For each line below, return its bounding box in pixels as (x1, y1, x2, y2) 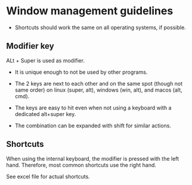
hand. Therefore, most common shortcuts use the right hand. (6, 161, 157, 168)
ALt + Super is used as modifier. (6, 57, 85, 64)
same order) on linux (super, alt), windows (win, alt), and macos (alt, (14, 86, 182, 93)
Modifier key (6, 41, 55, 51)
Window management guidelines (6, 4, 174, 18)
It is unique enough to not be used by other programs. (14, 68, 148, 76)
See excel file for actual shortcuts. (6, 173, 91, 180)
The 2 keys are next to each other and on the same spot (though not (14, 80, 183, 87)
